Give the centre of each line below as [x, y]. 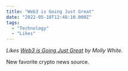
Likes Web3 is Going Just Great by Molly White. [65, 50]
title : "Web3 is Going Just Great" [50, 12]
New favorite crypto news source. [48, 62]
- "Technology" [30, 28]
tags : [13, 22]
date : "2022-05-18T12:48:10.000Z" [49, 17]
